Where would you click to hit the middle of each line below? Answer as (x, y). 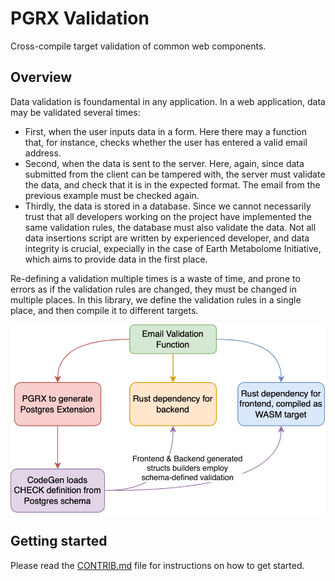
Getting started (59, 541)
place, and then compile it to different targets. (104, 310)
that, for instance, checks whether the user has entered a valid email (166, 142)
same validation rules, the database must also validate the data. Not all (170, 227)
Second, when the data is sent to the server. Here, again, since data (164, 163)
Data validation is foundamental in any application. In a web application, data (168, 101)
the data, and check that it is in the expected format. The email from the (172, 184)
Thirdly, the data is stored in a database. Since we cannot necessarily (168, 206)
